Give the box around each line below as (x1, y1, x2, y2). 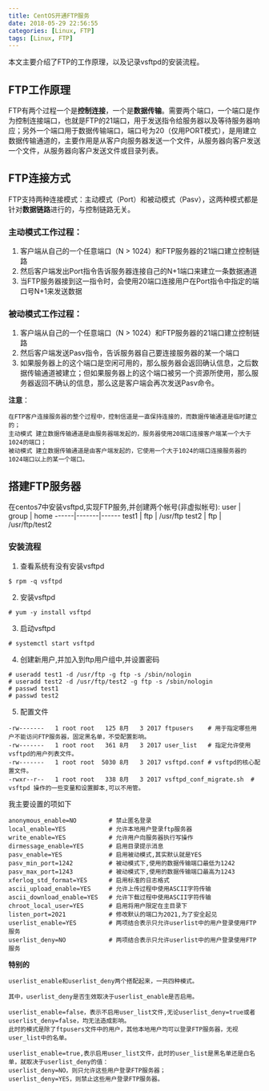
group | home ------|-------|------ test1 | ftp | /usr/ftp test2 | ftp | (8, 511, 222, 521)
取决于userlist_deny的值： (26, 1057, 110, 1066)
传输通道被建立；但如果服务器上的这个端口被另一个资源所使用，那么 (26, 368, 252, 378)
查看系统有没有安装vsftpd (19, 561, 105, 571)
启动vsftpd (19, 623, 56, 633)
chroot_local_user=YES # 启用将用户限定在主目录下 (8, 902, 188, 910)
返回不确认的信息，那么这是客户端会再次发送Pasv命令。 (34, 378, 219, 388)
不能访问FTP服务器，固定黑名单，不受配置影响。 (14, 732, 151, 741)
